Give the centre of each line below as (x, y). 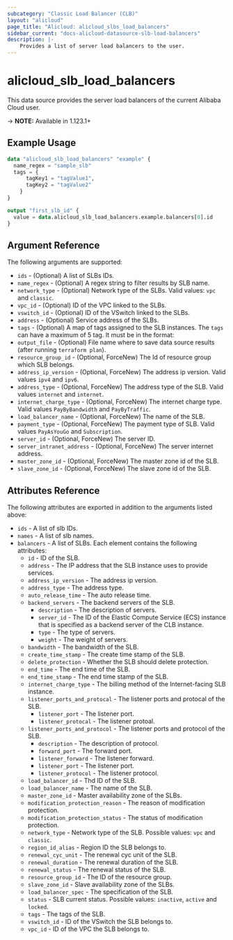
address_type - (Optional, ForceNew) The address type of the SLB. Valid (120, 387)
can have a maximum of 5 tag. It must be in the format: (96, 335)
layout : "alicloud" (35, 20)
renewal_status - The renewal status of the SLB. (97, 869)
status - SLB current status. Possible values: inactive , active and (122, 899)
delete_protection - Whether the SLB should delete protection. (118, 662)
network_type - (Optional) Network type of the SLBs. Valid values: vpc (116, 291)
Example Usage (42, 143)
